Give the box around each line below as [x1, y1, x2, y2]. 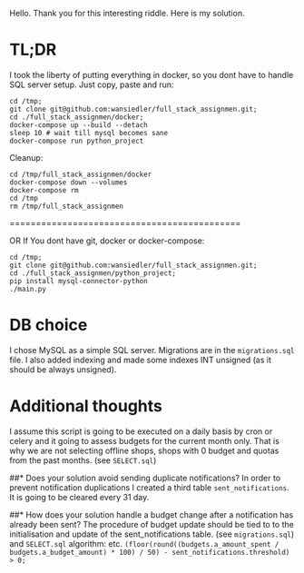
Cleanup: [9, 152, 44, 163]
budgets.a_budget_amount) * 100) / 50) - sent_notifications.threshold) [9, 548, 290, 557]
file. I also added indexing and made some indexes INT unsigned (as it [9, 354, 272, 365]
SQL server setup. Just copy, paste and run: [9, 79, 174, 90]
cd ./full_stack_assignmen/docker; [9, 113, 144, 122]
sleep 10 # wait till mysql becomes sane [9, 128, 169, 137]
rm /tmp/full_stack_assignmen [9, 202, 124, 211]
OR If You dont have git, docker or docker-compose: [9, 235, 205, 246]
